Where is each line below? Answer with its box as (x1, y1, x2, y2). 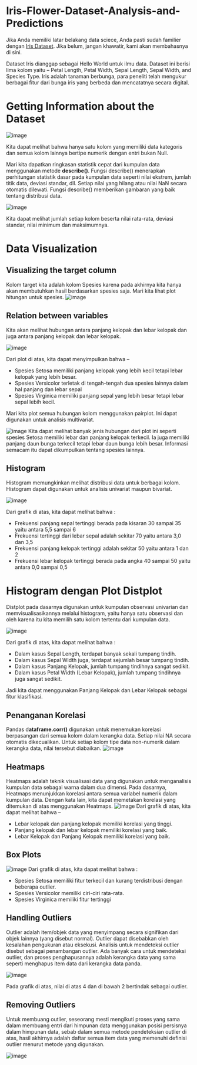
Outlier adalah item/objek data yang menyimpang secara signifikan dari (6, 928, 179, 936)
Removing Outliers (6, 1000, 76, 1010)
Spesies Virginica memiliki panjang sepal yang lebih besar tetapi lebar (14, 392, 184, 399)
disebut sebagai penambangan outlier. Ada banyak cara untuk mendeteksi (6, 947, 186, 954)
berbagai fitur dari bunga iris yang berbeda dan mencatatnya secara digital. (6, 78, 189, 86)
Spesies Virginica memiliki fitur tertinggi (14, 896, 111, 903)
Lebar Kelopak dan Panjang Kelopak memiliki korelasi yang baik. (14, 833, 171, 840)
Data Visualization (6, 242, 98, 255)
